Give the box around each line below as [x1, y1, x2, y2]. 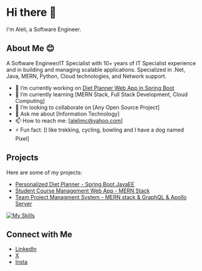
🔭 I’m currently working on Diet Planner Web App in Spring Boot [15, 84, 175, 91]
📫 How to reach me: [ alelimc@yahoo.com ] [15, 117, 123, 124]
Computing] [15, 97, 45, 104]
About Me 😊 [6, 43, 55, 54]
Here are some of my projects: [6, 169, 82, 176]
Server [15, 200, 32, 207]
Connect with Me [6, 229, 73, 239]
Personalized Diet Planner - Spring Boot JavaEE [15, 180, 135, 188]
